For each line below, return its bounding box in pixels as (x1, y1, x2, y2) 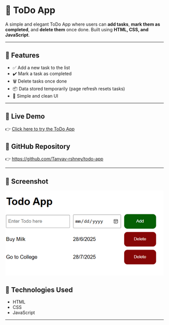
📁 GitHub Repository (5, 142, 70, 150)
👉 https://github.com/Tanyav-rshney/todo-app (5, 156, 104, 162)
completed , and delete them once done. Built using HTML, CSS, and (5, 26, 149, 32)
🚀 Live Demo (5, 112, 45, 121)
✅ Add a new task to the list (12, 64, 70, 70)
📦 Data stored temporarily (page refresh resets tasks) (12, 86, 125, 92)
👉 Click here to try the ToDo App (5, 126, 75, 132)
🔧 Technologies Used (5, 285, 73, 294)
